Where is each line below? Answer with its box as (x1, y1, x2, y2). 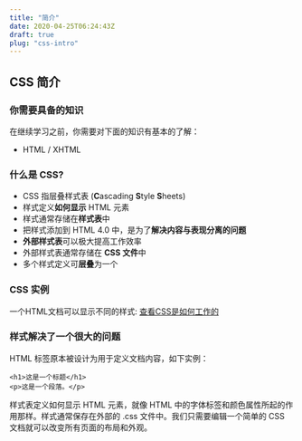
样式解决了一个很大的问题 (9, 331, 121, 343)
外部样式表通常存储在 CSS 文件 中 (22, 247, 146, 258)
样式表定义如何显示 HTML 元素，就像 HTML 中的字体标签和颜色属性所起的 (9, 399, 286, 410)
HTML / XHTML (22, 144, 81, 155)
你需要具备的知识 (9, 103, 84, 116)
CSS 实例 (9, 283, 50, 296)
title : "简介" (9, 13, 61, 23)
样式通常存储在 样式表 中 (22, 214, 110, 225)
